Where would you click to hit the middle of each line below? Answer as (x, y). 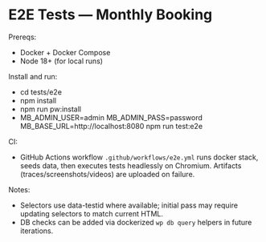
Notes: (19, 189)
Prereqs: (23, 37)
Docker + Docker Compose (65, 52)
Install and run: (33, 76)
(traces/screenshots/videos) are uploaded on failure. (107, 174)
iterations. (37, 231)
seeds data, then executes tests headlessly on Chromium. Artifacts (131, 165)
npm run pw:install (51, 109)
